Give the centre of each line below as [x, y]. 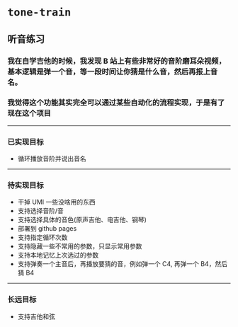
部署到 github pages [47, 229]
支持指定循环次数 [42, 237]
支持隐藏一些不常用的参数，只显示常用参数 [80, 246]
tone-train [39, 12]
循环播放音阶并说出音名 [52, 159]
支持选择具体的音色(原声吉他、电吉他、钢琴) [82, 220]
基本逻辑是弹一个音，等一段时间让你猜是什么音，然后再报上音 [113, 71]
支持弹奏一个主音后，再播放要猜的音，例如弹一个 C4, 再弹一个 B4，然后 [123, 264]
